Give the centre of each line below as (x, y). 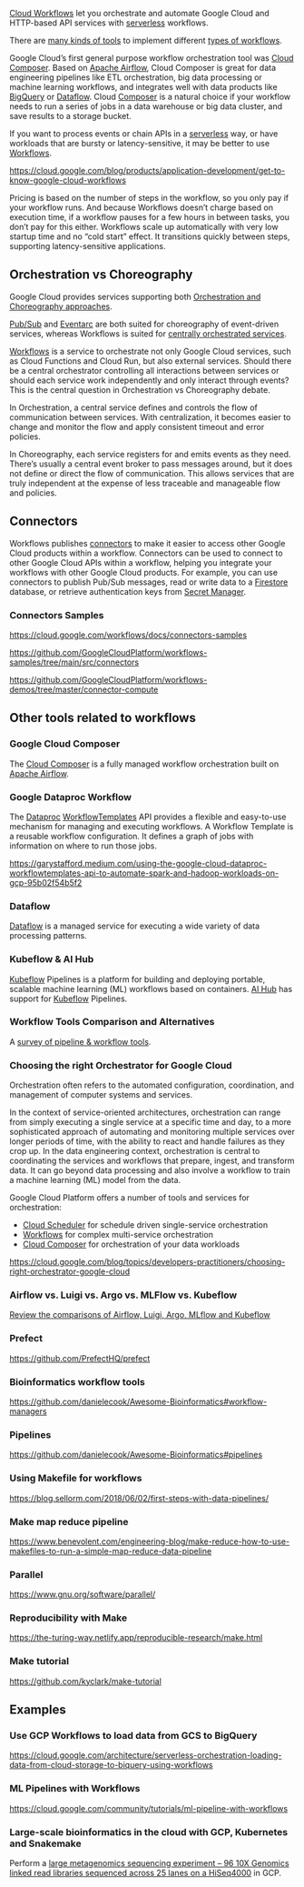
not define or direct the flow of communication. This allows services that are (152, 473)
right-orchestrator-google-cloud (69, 1271)
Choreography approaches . (61, 306)
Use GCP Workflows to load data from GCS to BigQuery (133, 1736)
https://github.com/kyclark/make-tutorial (85, 1681)
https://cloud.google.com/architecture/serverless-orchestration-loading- (146, 1755)
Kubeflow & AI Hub (52, 959)
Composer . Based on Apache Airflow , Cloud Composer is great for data (143, 68)
